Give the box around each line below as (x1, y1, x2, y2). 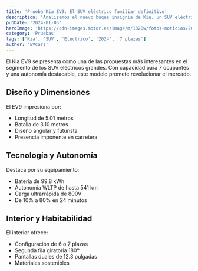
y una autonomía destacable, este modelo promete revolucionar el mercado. (6, 70, 192, 77)
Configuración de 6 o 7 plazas (14, 240, 88, 248)
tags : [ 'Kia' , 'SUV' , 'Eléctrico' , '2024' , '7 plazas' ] (6, 36, 146, 42)
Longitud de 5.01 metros (14, 115, 74, 122)
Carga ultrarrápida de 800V (14, 190, 82, 197)
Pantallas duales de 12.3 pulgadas (14, 253, 97, 260)
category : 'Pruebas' (6, 31, 57, 37)
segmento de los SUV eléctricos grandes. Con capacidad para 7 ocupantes (6, 64, 190, 71)
